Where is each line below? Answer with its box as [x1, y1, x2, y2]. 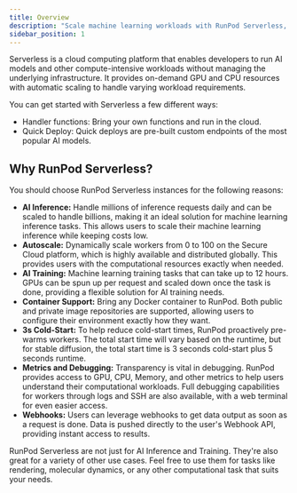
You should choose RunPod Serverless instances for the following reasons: [9, 185, 284, 195]
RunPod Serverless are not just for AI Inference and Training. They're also [9, 446, 278, 457]
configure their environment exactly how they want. [21, 315, 211, 326]
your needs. [9, 474, 53, 485]
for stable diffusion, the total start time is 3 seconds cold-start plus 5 [21, 344, 273, 354]
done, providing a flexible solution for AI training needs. [21, 287, 225, 298]
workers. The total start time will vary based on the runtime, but [49, 334, 282, 345]
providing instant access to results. [21, 428, 151, 440]
